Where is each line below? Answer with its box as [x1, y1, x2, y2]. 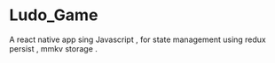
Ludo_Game [9, 5, 98, 25]
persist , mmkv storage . [9, 43, 98, 53]
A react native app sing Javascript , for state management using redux [9, 34, 266, 45]
